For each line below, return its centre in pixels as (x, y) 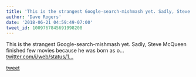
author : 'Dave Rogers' (34, 17)
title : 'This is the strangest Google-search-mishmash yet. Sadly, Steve (98, 11)
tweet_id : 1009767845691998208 (44, 28)
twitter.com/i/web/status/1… (40, 57)
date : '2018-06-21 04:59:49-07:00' (50, 22)
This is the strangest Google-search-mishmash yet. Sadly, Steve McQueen (96, 44)
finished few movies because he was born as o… (65, 51)
